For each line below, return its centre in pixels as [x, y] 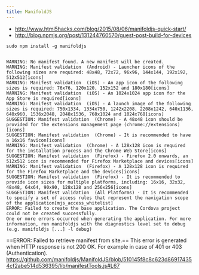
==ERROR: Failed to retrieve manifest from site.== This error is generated [97, 240]
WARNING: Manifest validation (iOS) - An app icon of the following [95, 82]
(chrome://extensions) [152, 124]
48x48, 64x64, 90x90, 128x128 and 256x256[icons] [69, 187]
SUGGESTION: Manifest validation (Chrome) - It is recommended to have [99, 135]
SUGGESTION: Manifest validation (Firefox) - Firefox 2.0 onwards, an [97, 156]
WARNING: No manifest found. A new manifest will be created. [85, 62]
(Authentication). [27, 253]
